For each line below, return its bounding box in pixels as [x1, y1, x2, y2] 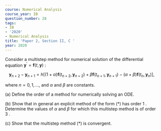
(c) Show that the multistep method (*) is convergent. [5, 120, 112, 126]
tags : [5, 20, 16, 26]
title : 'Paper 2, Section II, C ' [5, 39, 75, 44]
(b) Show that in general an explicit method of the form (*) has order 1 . [5, 101, 147, 107]
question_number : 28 [5, 16, 47, 21]
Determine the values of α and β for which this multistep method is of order [5, 106, 156, 112]
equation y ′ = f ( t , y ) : [5, 61, 46, 68]
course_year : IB [5, 12, 38, 16]
